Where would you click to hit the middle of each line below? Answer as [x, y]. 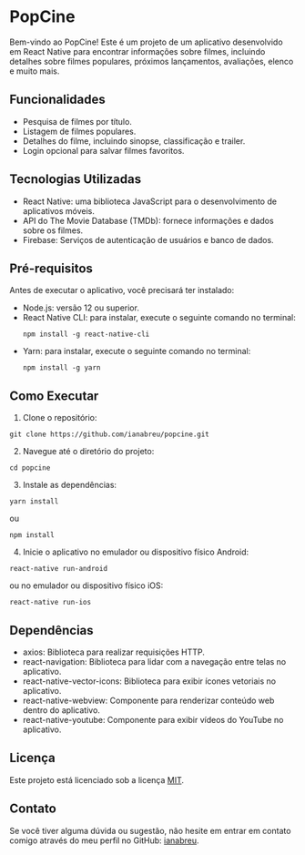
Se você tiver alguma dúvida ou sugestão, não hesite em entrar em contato [150, 830]
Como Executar [54, 396]
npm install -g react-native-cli [86, 334]
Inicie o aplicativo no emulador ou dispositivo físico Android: [136, 552]
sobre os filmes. [53, 230]
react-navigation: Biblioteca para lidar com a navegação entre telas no [154, 662]
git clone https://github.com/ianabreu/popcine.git [109, 434]
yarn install [34, 502]
